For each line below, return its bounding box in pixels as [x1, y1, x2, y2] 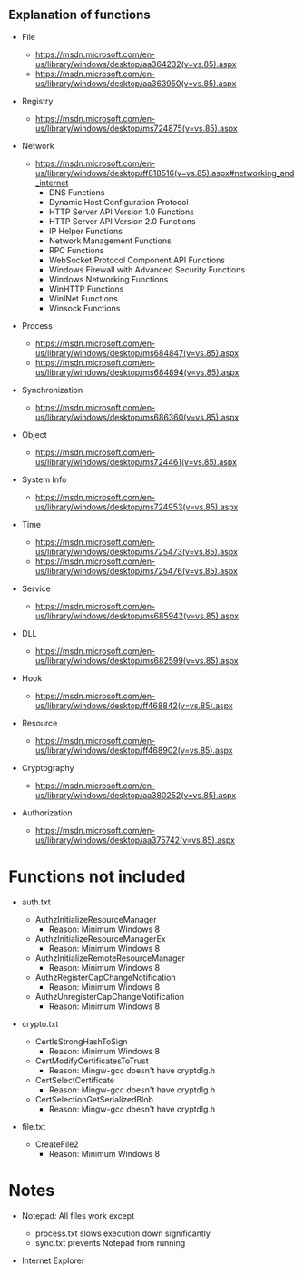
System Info [21, 474, 67, 485]
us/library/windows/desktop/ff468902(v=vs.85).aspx [34, 745, 233, 756]
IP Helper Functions [48, 225, 123, 236]
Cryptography [21, 762, 74, 773]
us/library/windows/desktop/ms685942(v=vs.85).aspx [34, 610, 240, 621]
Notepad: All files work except [21, 1210, 135, 1221]
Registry [21, 95, 54, 106]
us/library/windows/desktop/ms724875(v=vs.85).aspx [34, 123, 238, 133]
